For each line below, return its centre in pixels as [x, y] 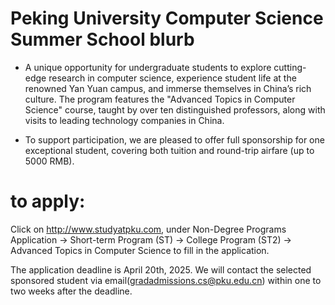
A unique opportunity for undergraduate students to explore [148, 67]
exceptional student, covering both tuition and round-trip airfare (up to [169, 150]
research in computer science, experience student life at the [172, 78]
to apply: [48, 201]
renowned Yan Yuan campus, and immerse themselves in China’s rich [168, 88]
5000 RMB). [49, 161]
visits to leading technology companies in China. [124, 120]
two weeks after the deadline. [71, 291]
